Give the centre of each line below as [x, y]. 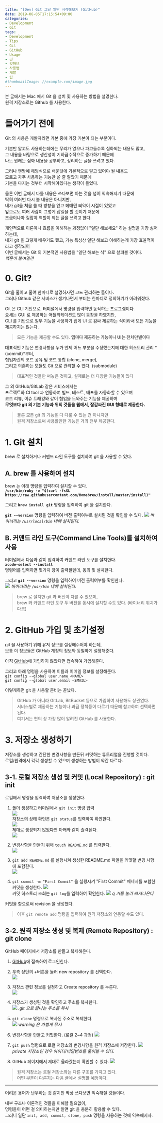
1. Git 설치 [24, 442]
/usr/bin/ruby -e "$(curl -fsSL [38, 491]
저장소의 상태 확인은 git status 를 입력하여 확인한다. [62, 819]
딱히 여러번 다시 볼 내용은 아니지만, [38, 199]
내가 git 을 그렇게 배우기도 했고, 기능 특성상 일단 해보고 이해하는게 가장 [72, 240]
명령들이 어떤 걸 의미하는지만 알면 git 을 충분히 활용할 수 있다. [63, 1109]
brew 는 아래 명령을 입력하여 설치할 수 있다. [46, 486]
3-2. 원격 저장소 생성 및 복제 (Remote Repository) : [79, 931]
